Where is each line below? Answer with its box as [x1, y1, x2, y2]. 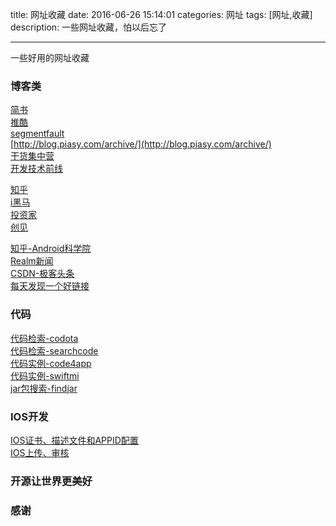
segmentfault [10, 128, 65, 140]
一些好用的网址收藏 [10, 52, 90, 63]
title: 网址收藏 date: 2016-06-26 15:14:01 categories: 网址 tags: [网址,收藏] [10, 9, 313, 20]
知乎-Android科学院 [10, 243, 92, 255]
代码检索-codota [10, 332, 79, 344]
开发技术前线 [10, 163, 63, 175]
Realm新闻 [10, 255, 54, 267]
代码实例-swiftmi [10, 369, 80, 382]
